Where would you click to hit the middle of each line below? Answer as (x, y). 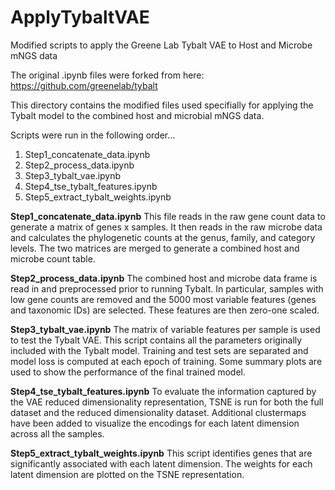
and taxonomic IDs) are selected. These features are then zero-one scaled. (165, 310)
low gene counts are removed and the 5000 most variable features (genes (163, 299)
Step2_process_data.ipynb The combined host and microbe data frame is (164, 278)
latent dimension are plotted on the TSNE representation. (127, 474)
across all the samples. (57, 433)
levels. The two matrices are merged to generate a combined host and (155, 248)
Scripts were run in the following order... (93, 135)
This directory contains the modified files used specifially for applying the (162, 105)
